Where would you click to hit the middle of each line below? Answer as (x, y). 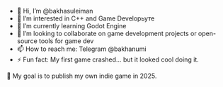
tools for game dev (66, 41)
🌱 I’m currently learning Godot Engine (72, 26)
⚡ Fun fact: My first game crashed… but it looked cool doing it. (108, 59)
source (27, 41)
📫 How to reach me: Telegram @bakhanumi (81, 49)
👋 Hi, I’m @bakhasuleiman (55, 11)
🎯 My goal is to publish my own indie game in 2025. (82, 76)
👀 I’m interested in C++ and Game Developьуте (86, 18)
